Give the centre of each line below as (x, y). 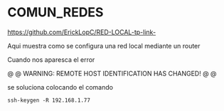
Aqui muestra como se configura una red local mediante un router (104, 46)
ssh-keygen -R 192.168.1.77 (49, 100)
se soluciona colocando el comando (60, 87)
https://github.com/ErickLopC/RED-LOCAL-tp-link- (82, 32)
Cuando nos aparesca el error (51, 59)
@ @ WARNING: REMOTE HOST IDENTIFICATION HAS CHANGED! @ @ (112, 73)
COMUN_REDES (55, 12)
